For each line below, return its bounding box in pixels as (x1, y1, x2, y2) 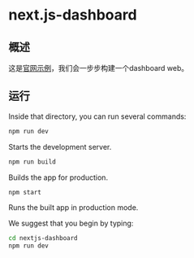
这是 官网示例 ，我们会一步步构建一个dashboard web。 (8, 63, 189, 72)
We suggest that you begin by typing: (8, 218, 134, 229)
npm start (8, 188, 42, 196)
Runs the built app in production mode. (8, 203, 139, 212)
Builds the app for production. (8, 173, 108, 182)
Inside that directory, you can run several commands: (8, 112, 187, 121)
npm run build (8, 157, 57, 166)
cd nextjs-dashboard (8, 234, 79, 243)
